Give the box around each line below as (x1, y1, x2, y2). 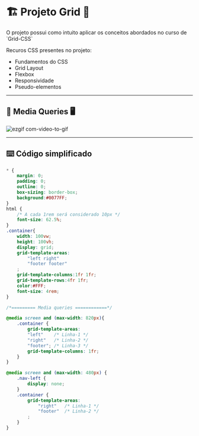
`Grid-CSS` (6, 35, 33, 42)
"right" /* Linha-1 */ (37, 403, 99, 409)
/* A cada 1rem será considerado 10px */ (17, 211, 120, 217)
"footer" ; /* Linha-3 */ (27, 343, 89, 348)
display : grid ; (17, 244, 54, 250)
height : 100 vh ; (17, 238, 54, 245)
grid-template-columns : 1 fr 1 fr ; (17, 272, 97, 278)
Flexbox (14, 70, 34, 77)
